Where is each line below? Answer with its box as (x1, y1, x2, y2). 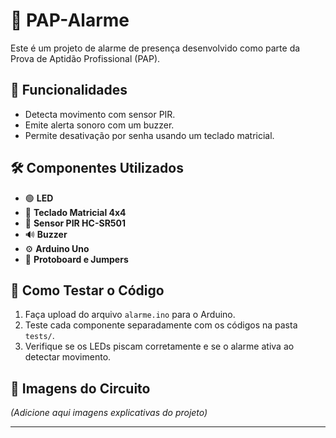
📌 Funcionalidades (10, 82, 128, 99)
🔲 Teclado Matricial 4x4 (24, 206, 127, 218)
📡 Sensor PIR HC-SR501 (24, 217, 127, 229)
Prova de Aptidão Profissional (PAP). (10, 52, 161, 64)
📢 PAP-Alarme (10, 9, 130, 32)
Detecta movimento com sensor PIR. (24, 108, 176, 120)
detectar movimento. (24, 351, 112, 363)
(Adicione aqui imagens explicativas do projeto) (10, 407, 208, 419)
